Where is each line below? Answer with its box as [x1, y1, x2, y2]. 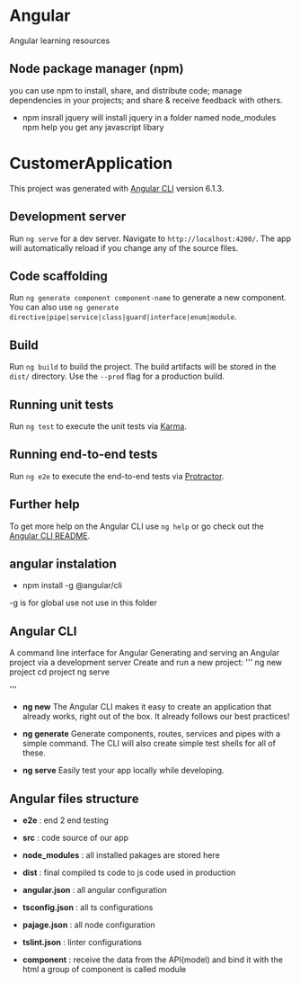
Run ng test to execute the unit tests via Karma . [9, 420, 187, 432]
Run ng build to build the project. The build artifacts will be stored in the [9, 362, 277, 372]
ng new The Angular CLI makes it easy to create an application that [22, 702, 272, 712]
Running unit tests [9, 397, 114, 412]
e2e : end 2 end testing [22, 815, 110, 826]
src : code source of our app [22, 833, 128, 843]
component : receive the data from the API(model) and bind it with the [22, 954, 283, 965]
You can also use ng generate [9, 302, 119, 313]
